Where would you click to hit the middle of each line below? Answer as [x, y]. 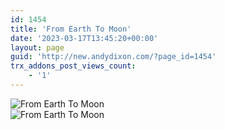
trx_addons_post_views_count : [73, 66]
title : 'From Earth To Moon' [71, 29]
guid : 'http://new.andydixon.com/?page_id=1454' [113, 57]
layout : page [37, 47]
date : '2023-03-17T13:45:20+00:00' [84, 38]
